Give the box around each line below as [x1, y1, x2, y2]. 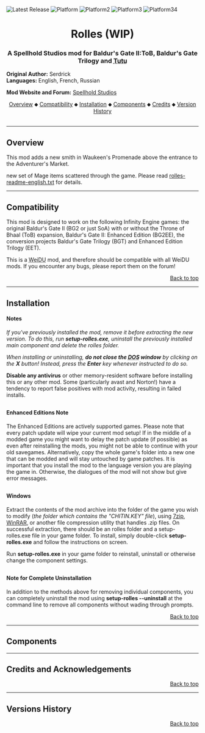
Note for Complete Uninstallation [6, 575, 92, 582]
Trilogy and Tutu [77, 57, 128, 65]
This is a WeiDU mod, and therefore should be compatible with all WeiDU [6, 256, 190, 263]
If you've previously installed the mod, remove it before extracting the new [6, 328, 193, 336]
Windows [6, 492, 31, 499]
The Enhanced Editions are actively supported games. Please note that [6, 422, 184, 430]
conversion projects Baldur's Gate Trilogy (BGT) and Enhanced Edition [6, 238, 183, 245]
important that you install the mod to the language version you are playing [6, 462, 192, 469]
